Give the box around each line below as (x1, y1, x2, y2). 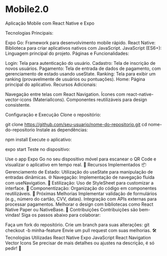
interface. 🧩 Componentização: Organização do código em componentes (5, 185, 157, 191)
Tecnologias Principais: (5, 30, 54, 36)
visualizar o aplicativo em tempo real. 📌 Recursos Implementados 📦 (5, 161, 147, 167)
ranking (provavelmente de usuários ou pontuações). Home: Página (5, 76, 145, 82)
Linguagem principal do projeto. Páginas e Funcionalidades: (5, 50, 129, 56)
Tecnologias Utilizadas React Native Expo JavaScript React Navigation (5, 234, 151, 240)
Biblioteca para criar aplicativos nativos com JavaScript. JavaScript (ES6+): (5, 45, 162, 51)
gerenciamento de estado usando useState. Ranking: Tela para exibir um (5, 70, 156, 76)
